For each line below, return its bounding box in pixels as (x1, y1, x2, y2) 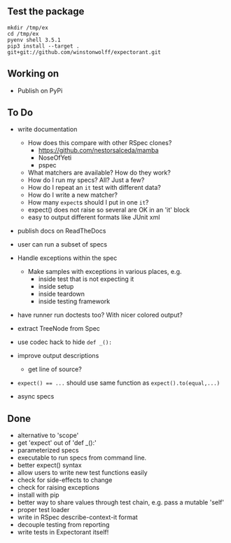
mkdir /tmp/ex (7, 24, 49, 31)
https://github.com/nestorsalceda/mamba (38, 146, 159, 155)
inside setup (38, 282, 74, 291)
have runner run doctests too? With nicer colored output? (17, 311, 183, 319)
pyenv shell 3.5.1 (7, 36, 61, 43)
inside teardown (38, 290, 85, 298)
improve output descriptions (17, 352, 99, 360)
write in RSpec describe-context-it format (17, 513, 138, 521)
